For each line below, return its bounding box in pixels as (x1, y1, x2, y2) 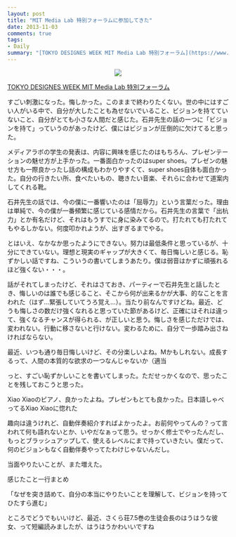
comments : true (7, 29, 52, 37)
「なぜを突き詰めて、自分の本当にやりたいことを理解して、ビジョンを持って (7, 489, 228, 498)
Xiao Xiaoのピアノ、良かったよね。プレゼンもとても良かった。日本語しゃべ (7, 395, 225, 404)
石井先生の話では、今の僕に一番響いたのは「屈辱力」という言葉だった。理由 (7, 197, 229, 206)
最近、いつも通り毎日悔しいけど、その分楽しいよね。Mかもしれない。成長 (7, 347, 222, 356)
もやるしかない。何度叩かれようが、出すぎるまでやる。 (7, 224, 167, 232)
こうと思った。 (44, 380, 88, 388)
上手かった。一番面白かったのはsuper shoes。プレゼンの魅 (55, 156, 228, 165)
